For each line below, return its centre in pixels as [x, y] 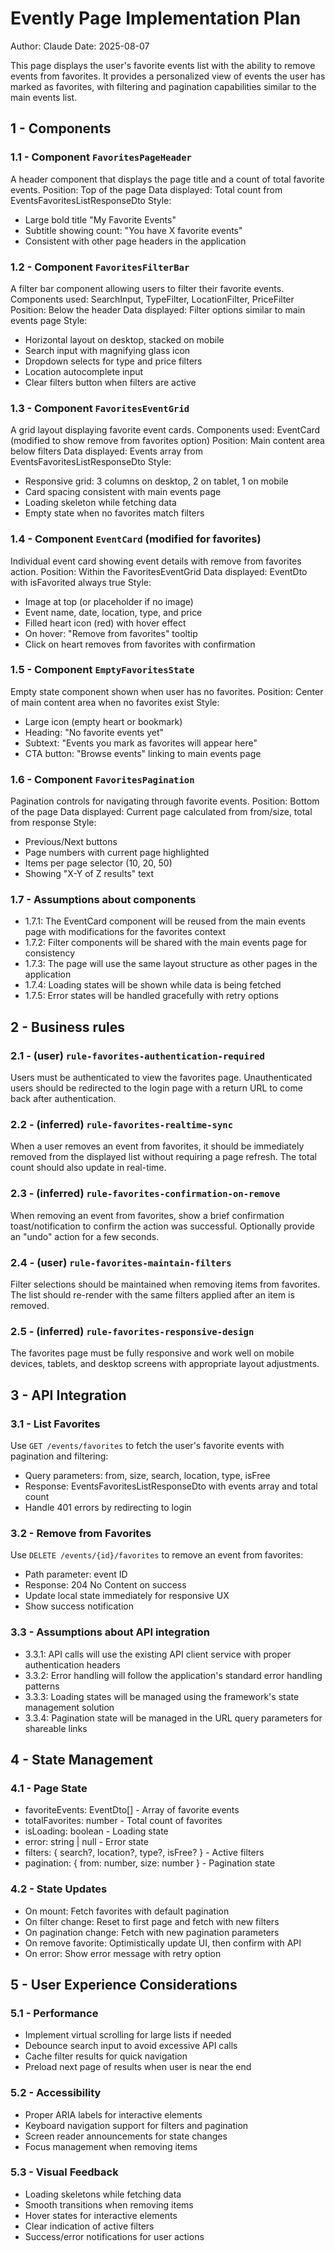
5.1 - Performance [54, 2013]
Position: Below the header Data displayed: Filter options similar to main [158, 309]
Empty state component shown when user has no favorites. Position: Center [167, 691]
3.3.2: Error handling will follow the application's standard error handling [173, 1675]
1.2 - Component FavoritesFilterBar [100, 267]
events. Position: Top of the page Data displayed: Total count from [146, 189]
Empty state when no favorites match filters [114, 513]
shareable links [56, 1728]
